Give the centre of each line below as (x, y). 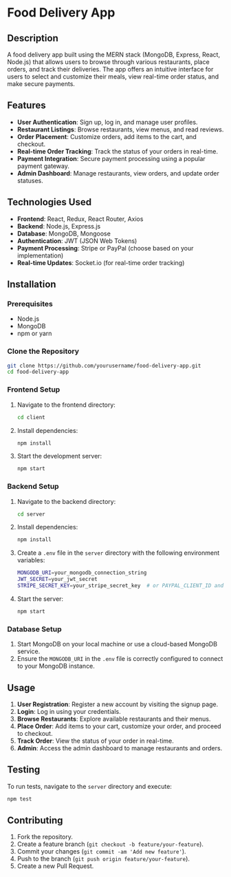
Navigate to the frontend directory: (66, 405)
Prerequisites (30, 304)
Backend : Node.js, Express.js (59, 226)
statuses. (30, 180)
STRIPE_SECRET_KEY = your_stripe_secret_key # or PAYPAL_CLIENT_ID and (120, 586)
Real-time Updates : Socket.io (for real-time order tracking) (101, 262)
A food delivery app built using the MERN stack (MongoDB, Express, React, (114, 54)
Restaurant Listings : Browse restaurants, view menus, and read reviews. (120, 129)
